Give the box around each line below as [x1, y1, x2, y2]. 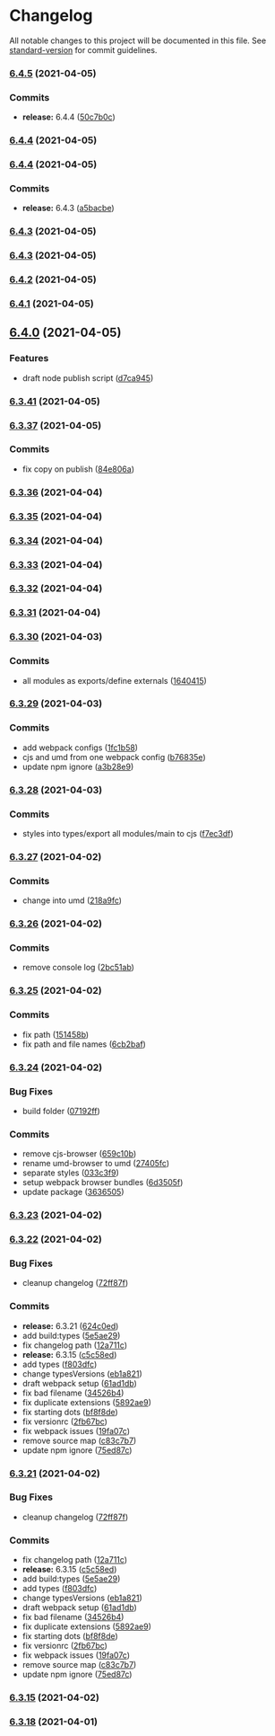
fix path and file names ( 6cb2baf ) [21, 1039, 146, 1050]
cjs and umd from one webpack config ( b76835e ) [21, 751, 206, 762]
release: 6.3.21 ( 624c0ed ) [21, 1320, 119, 1331]
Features [9, 352, 49, 365]
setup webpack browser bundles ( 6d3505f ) [21, 1177, 184, 1188]
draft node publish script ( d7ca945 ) [21, 372, 154, 383]
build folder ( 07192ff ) [21, 1105, 100, 1116]
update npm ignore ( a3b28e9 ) [21, 761, 134, 772]
